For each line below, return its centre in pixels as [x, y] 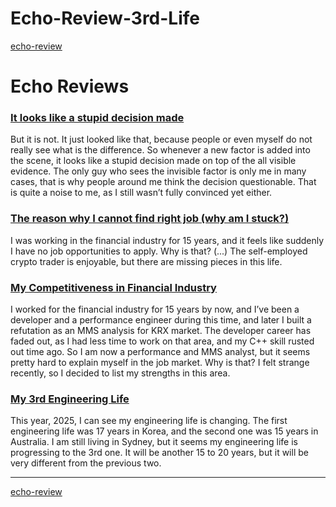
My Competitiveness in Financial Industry [113, 287]
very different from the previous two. [86, 463]
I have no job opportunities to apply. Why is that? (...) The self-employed [159, 251]
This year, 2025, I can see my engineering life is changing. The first [149, 421]
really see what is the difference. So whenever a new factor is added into [160, 150]
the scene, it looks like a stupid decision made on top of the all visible [153, 161]
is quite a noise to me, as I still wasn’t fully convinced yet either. [141, 193]
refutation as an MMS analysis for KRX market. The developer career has [161, 331]
